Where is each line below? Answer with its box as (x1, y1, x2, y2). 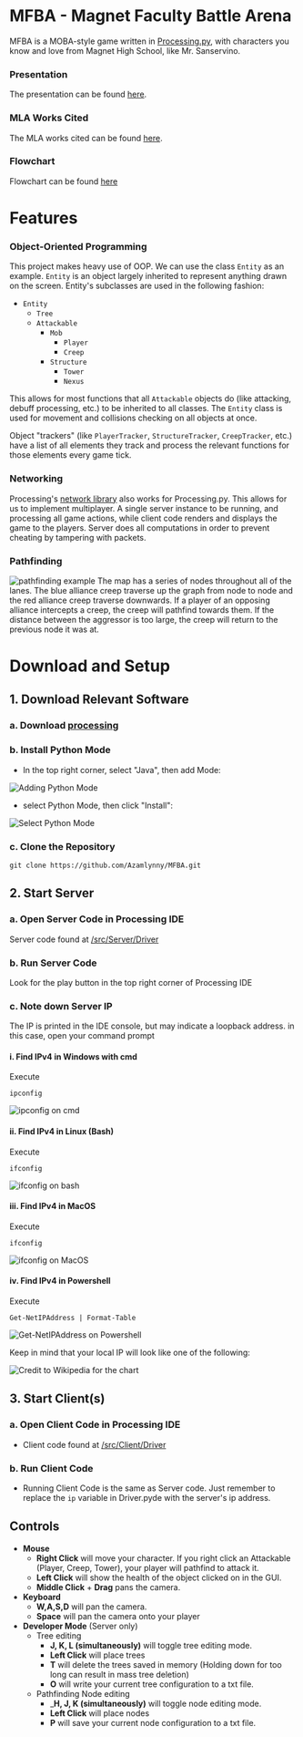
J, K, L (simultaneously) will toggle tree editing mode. (49, 1639, 253, 1650)
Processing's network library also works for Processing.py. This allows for (9, 493, 288, 504)
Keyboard (22, 1591, 61, 1602)
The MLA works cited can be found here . (9, 132, 163, 143)
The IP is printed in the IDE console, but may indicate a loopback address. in (9, 1020, 295, 1031)
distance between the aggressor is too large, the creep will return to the (9, 614, 278, 625)
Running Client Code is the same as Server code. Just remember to (22, 1483, 276, 1494)
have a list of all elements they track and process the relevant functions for (9, 439, 289, 451)
